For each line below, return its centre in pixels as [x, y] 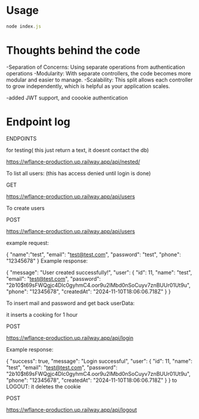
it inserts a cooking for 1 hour [42, 314]
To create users [25, 208]
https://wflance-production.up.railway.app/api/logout [72, 409]
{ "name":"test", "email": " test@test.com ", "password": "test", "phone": [94, 254]
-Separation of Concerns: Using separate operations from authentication [96, 67]
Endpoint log [38, 122]
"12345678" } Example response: [47, 260]
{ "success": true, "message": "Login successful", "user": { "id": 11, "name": [99, 361]
